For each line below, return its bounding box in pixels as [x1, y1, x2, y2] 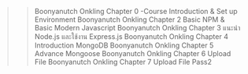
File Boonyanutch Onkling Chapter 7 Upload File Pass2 [34, 58, 213, 66]
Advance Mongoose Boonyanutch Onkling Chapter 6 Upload [34, 49, 231, 58]
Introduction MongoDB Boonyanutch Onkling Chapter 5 [34, 41, 214, 50]
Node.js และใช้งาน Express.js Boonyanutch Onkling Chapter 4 [34, 32, 229, 41]
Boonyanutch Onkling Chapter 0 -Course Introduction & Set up [34, 7, 238, 16]
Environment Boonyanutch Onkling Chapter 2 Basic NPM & [34, 15, 225, 24]
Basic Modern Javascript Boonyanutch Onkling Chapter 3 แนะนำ [34, 23, 241, 32]
